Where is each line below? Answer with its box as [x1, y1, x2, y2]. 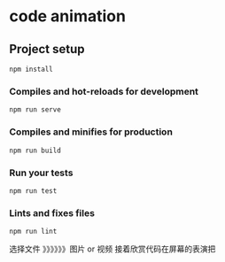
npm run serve [9, 105, 62, 114]
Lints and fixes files [9, 206, 96, 219]
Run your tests [9, 166, 74, 179]
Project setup [9, 42, 86, 57]
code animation [9, 6, 127, 27]
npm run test [9, 186, 58, 196]
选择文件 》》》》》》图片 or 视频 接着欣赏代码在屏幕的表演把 [9, 243, 216, 254]
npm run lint [9, 227, 58, 236]
